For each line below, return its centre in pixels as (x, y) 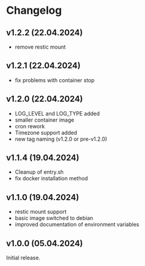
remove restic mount (40, 47)
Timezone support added (46, 132)
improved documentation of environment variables (77, 225)
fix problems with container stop (55, 80)
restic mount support (41, 212)
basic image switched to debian (54, 218)
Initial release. (23, 258)
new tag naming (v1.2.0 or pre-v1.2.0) (61, 139)
